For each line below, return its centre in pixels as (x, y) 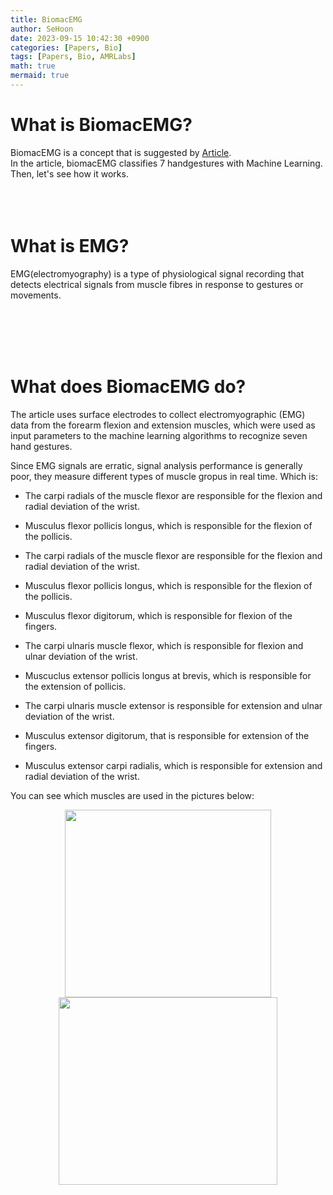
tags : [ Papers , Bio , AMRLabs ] (73, 57)
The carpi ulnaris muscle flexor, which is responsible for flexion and (164, 645)
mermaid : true (40, 76)
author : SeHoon (42, 29)
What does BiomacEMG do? (128, 386)
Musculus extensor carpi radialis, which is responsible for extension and (173, 765)
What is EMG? (70, 246)
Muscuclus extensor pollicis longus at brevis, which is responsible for (168, 675)
